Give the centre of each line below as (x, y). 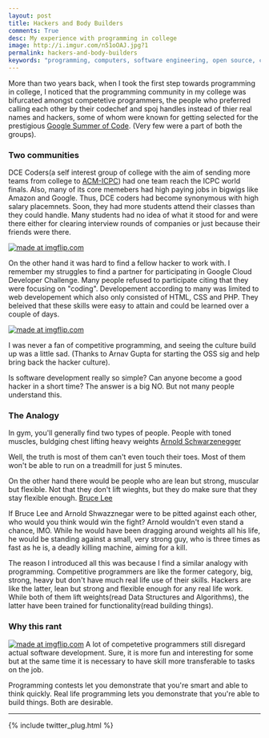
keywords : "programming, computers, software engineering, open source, (132, 61)
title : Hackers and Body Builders (66, 23)
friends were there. (40, 232)
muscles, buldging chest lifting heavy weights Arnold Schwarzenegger (125, 442)
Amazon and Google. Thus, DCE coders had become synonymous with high (133, 198)
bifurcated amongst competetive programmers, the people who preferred (129, 100)
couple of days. (34, 314)
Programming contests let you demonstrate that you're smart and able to (128, 685)
